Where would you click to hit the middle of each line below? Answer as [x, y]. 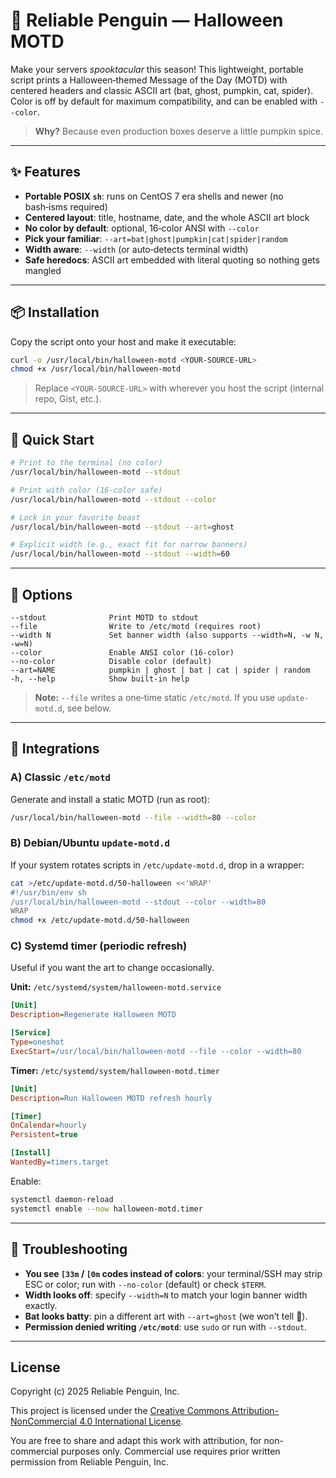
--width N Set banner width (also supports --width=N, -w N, [167, 635]
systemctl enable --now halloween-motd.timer [106, 1209]
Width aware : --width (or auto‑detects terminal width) [136, 249]
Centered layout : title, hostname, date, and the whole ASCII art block [167, 217]
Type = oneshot [37, 1042]
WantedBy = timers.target [60, 1162]
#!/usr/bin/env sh [48, 892]
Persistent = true [44, 1135]
